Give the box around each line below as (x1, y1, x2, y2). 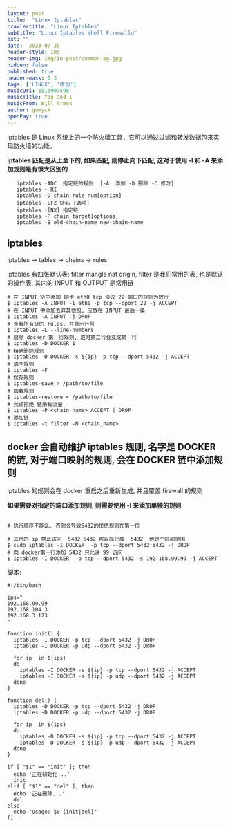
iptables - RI (16, 186, 57, 193)
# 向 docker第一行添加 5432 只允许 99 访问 (7, 549, 123, 557)
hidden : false (7, 62, 48, 68)
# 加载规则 (7, 388, 35, 395)
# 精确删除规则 (7, 347, 45, 355)
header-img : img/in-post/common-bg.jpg (7, 55, 122, 62)
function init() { (7, 631, 60, 638)
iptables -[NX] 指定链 (16, 207, 79, 214)
